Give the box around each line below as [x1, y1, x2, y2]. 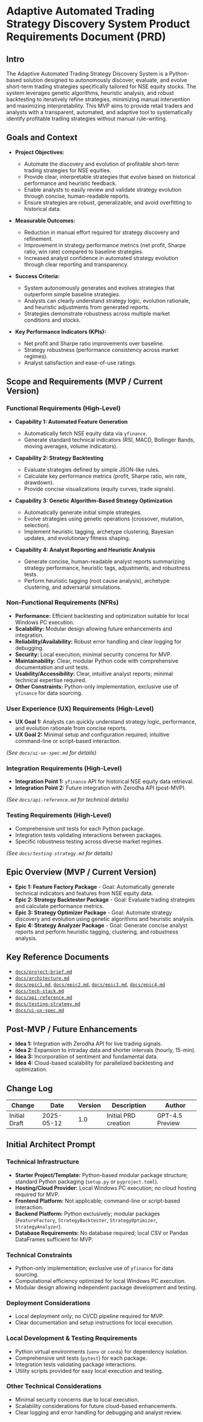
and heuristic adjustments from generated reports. [24, 304, 150, 311]
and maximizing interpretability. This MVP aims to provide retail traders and [6, 102, 193, 109]
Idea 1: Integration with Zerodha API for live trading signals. [14, 1040, 163, 1047]
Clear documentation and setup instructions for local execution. [14, 1319, 174, 1326]
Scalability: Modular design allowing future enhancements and [14, 625, 172, 632]
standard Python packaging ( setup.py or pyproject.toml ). [14, 1178, 159, 1185]
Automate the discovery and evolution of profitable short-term [24, 160, 179, 167]
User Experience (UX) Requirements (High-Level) [6, 704, 154, 713]
